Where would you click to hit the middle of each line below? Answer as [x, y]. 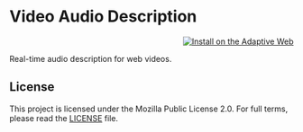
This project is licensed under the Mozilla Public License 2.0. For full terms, [149, 109]
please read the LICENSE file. [64, 118]
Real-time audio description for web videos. [91, 58]
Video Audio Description [103, 17]
